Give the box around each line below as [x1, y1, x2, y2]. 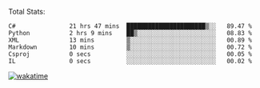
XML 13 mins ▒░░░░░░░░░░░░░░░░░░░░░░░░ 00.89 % [8, 36, 252, 44]
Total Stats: [8, 7, 46, 16]
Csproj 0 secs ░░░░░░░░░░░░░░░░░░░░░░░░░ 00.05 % [8, 50, 252, 58]
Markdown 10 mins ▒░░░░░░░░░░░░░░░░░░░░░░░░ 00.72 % [8, 43, 252, 51]
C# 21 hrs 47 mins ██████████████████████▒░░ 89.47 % [8, 22, 252, 30]
